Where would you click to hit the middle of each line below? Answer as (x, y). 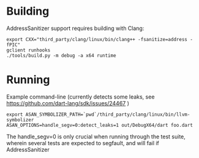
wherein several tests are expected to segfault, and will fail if (83, 143)
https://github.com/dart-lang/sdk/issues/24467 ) (68, 103)
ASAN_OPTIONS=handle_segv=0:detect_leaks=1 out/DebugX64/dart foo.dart (99, 125)
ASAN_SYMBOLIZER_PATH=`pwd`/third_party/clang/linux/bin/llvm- (108, 115)
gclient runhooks (28, 50)
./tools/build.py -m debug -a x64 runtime (61, 55)
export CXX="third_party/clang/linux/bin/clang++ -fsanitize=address (97, 39)
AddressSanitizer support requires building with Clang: (75, 28)
